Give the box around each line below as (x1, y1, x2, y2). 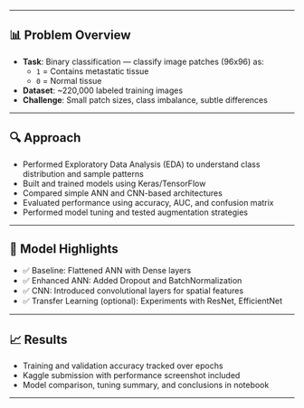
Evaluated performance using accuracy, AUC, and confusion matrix (22, 197, 274, 208)
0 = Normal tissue (35, 75, 102, 86)
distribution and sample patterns (22, 168, 145, 179)
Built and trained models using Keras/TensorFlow (22, 178, 206, 189)
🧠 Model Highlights (9, 241, 119, 257)
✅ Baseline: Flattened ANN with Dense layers (22, 265, 192, 276)
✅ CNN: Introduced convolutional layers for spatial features (22, 285, 244, 296)
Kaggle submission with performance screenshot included (22, 370, 241, 381)
